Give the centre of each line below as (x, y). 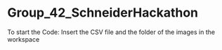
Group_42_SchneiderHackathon (103, 13)
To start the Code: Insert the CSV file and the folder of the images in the (111, 32)
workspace (24, 39)
